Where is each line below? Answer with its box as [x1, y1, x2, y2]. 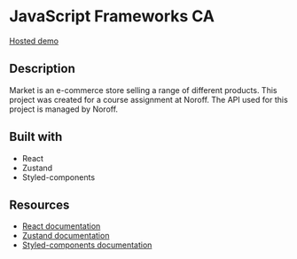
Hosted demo [9, 35, 59, 46]
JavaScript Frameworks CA [9, 6, 215, 27]
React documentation [21, 221, 101, 232]
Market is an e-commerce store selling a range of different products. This [9, 84, 277, 95]
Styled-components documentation [21, 239, 152, 250]
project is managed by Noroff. [9, 104, 118, 114]
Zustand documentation [21, 231, 110, 241]
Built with [9, 129, 63, 145]
